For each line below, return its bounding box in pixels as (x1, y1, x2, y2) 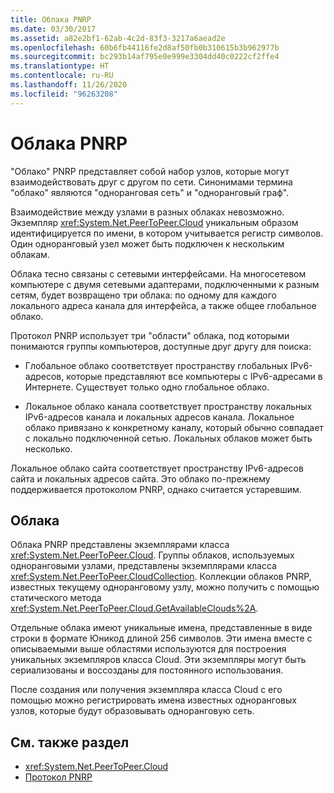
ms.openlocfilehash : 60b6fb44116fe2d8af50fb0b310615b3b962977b (10, 42, 280, 53)
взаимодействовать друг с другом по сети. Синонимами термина (10, 176, 293, 188)
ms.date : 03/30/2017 (10, 24, 97, 34)
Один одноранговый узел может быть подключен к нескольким (10, 237, 285, 250)
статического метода (10, 592, 102, 604)
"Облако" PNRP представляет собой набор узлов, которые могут (10, 165, 290, 177)
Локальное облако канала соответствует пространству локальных (24, 400, 313, 412)
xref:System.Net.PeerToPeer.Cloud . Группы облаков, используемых (10, 549, 295, 561)
